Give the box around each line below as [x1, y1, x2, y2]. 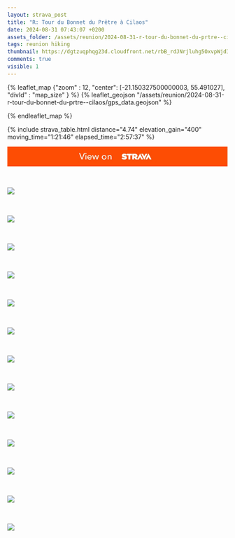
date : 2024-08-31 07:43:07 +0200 [7, 26, 105, 33]
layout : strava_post [7, 11, 68, 18]
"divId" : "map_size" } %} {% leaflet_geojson [7, 90, 136, 99]
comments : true [7, 56, 52, 63]
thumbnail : [7, 48, 39, 55]
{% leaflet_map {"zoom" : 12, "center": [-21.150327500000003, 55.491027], [7, 83, 225, 91]
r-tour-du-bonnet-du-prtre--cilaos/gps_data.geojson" [7, 98, 162, 106]
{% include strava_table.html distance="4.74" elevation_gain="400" [7, 125, 202, 133]
